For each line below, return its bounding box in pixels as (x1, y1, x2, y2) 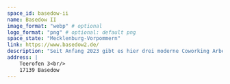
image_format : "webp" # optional (7, 22, 103, 29)
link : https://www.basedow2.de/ (7, 41, 99, 48)
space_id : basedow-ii (7, 9, 69, 17)
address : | (7, 54, 38, 61)
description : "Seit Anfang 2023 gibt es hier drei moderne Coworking (7, 48, 210, 55)
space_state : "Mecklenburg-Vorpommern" (7, 35, 121, 42)
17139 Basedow (19, 66, 60, 73)
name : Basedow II (7, 16, 57, 23)
